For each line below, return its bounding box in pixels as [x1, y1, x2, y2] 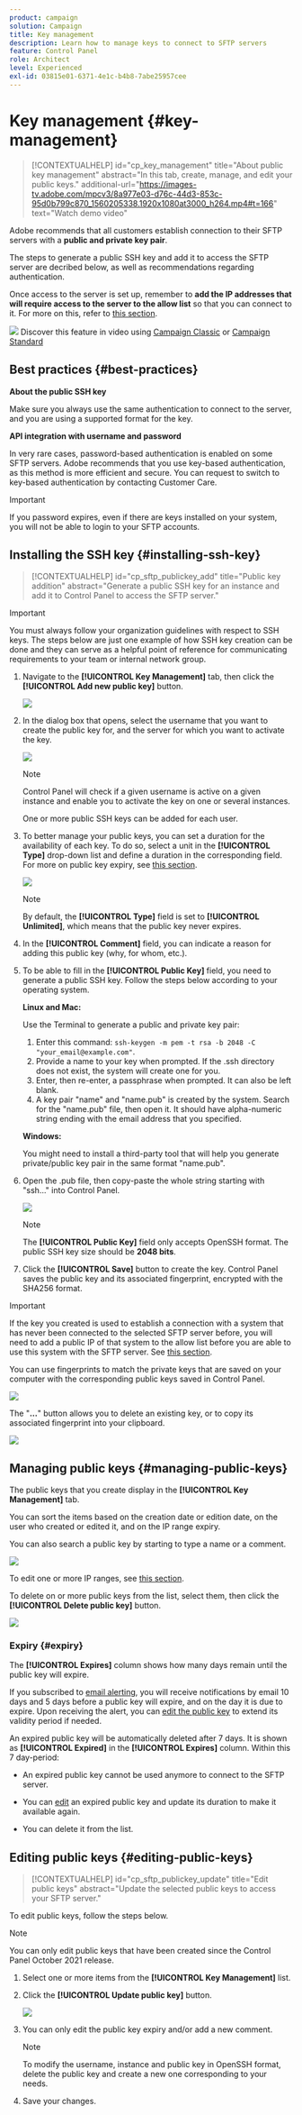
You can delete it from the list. [22, 1824, 134, 1835]
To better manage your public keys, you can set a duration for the [22, 831, 265, 842]
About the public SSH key [9, 386, 107, 397]
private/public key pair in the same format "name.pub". [22, 1158, 226, 1169]
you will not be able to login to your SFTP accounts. [9, 521, 200, 532]
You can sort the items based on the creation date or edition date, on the [9, 1511, 279, 1523]
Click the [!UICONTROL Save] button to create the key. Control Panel [22, 1263, 279, 1275]
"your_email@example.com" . [35, 1046, 136, 1057]
